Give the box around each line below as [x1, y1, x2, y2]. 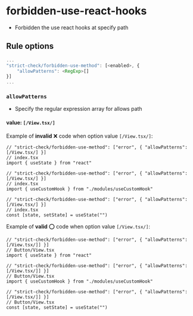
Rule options [6, 41, 54, 51]
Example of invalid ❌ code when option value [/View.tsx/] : [6, 132, 153, 140]
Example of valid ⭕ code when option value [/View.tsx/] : [6, 222, 151, 230]
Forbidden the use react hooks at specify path [14, 24, 129, 31]
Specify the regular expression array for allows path [14, 106, 142, 113]
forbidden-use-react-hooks [6, 4, 147, 18]
